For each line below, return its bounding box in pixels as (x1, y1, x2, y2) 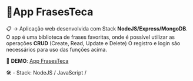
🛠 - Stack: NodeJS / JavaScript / (6, 69, 86, 76)
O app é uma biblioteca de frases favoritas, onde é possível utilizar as (6, 33, 175, 41)
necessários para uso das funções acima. (6, 46, 108, 53)
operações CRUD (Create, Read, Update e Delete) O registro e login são (6, 39, 181, 46)
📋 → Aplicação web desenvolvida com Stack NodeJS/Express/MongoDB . (6, 25, 188, 32)
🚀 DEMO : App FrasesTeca (6, 57, 69, 64)
